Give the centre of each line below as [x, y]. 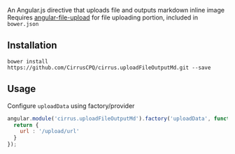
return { [26, 125]
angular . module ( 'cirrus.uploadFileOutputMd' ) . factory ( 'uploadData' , [109, 118]
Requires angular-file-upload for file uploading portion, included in [103, 17]
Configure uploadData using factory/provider [71, 106]
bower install [28, 61]
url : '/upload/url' [50, 132]
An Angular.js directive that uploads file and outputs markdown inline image [116, 10]
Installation [32, 46]
